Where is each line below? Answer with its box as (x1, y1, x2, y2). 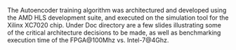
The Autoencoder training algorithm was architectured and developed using (7, 6, 227, 14)
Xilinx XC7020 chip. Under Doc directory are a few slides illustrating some (7, 21, 221, 29)
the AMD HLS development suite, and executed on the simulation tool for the (7, 13, 230, 22)
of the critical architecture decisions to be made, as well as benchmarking (7, 28, 221, 37)
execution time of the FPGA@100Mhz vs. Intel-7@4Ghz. (7, 36, 169, 44)
